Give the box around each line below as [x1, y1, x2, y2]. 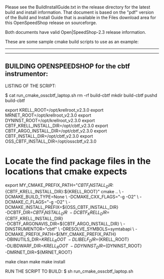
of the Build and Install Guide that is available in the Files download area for [5, 15, 156, 20]
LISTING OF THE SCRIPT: [5, 83, 56, 89]
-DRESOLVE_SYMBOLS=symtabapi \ [61, 226, 134, 232]
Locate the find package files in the [5, 155, 151, 166]
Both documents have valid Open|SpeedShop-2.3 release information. [5, 29, 146, 35]
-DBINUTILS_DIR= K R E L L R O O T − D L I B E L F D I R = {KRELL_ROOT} [5, 236, 129, 244]
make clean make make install [5, 258, 65, 264]
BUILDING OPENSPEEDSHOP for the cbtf [5, 62, 130, 71]
